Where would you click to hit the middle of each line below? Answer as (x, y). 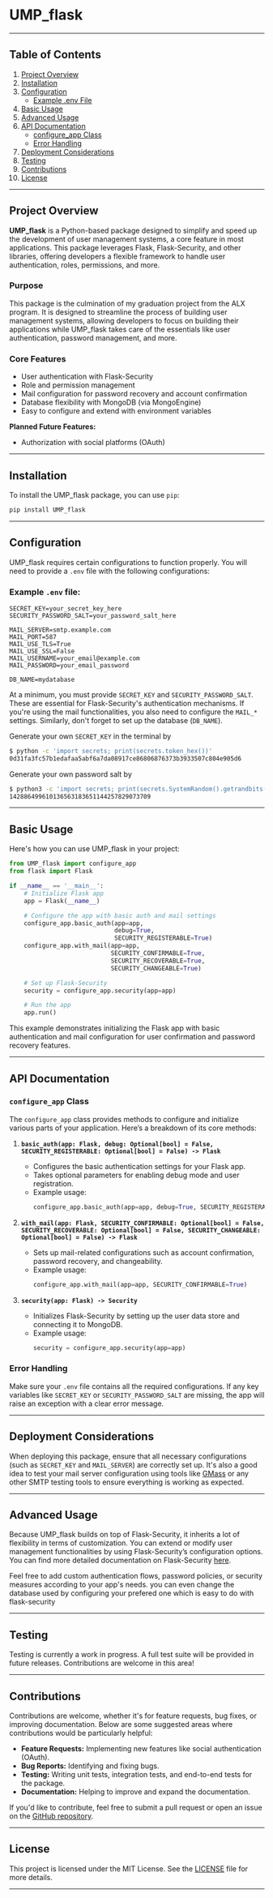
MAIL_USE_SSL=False (42, 651)
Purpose (26, 285)
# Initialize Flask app (64, 893)
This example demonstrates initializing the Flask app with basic (115, 1028)
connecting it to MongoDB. (78, 1324)
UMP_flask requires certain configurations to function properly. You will (128, 562)
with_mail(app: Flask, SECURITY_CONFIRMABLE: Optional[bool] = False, (143, 1223)
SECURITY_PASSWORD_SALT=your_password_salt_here (93, 615)
